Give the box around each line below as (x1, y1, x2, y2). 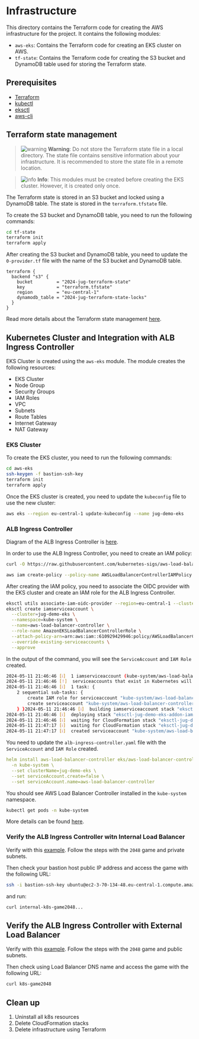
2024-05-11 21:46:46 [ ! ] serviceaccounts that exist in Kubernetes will (6, 678, 192, 685)
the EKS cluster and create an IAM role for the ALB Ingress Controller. (6, 589, 176, 596)
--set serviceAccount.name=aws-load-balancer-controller (11, 779, 155, 784)
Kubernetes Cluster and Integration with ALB (6, 332, 175, 342)
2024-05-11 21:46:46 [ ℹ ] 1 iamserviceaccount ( (6, 673, 127, 679)
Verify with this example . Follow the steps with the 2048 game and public (6, 945, 182, 953)
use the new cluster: (6, 499, 56, 506)
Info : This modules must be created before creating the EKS (37, 176, 184, 183)
